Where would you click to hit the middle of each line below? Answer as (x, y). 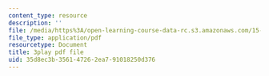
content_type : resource (48, 15)
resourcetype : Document (48, 45)
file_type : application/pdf (55, 38)
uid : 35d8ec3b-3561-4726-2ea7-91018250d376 (82, 60)
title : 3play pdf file (46, 52)
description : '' (35, 23)
